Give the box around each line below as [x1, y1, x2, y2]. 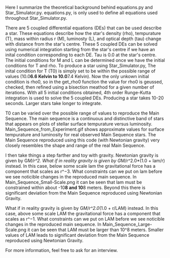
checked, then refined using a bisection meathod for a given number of [5, 84, 154, 90]
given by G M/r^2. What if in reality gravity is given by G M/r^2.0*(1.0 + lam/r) [5, 158, 165, 164]
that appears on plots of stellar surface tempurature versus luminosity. [5, 121, 152, 127]
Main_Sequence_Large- [102, 222, 152, 227]
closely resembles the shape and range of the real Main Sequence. [5, 142, 146, 149]
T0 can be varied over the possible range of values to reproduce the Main [5, 110, 160, 116]
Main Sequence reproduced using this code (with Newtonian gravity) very [5, 137, 160, 143]
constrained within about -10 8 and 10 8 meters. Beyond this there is [5, 185, 146, 191]
